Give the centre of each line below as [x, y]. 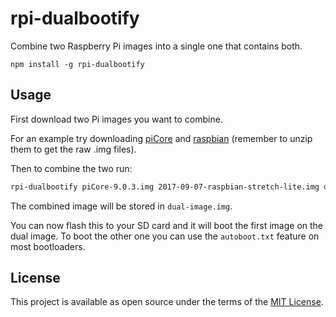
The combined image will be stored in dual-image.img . [121, 206]
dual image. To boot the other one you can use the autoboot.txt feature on [165, 236]
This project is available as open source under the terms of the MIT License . [167, 302]
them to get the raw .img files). [73, 149]
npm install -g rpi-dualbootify [77, 64]
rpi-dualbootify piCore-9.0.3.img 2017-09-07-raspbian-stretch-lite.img [165, 187]
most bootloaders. [48, 246]
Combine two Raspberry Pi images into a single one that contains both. [156, 46]
